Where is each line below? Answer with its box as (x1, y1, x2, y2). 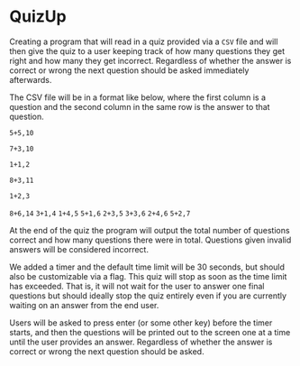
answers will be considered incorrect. (9, 243, 149, 254)
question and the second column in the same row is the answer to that (9, 101, 270, 112)
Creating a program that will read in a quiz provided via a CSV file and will (9, 36, 278, 47)
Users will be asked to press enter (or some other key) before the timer (9, 317, 273, 328)
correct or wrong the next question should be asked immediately (9, 65, 250, 76)
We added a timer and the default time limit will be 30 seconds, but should (9, 261, 286, 272)
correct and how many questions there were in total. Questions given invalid (9, 234, 292, 245)
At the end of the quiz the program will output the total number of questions (9, 224, 290, 235)
